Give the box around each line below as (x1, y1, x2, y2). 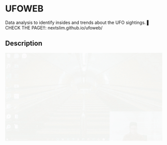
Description (5, 39, 42, 48)
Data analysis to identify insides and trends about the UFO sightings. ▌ (5, 19, 151, 25)
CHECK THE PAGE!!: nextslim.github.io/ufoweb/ (5, 24, 103, 30)
